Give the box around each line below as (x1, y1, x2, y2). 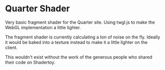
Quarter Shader (5, 3, 70, 14)
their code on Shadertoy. (5, 59, 56, 65)
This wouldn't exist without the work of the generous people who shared (5, 54, 153, 60)
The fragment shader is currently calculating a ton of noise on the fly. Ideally (5, 34, 161, 40)
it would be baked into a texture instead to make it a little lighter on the (5, 39, 148, 45)
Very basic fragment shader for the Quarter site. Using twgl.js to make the (5, 19, 155, 25)
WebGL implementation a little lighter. (5, 24, 81, 30)
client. (5, 44, 18, 50)
